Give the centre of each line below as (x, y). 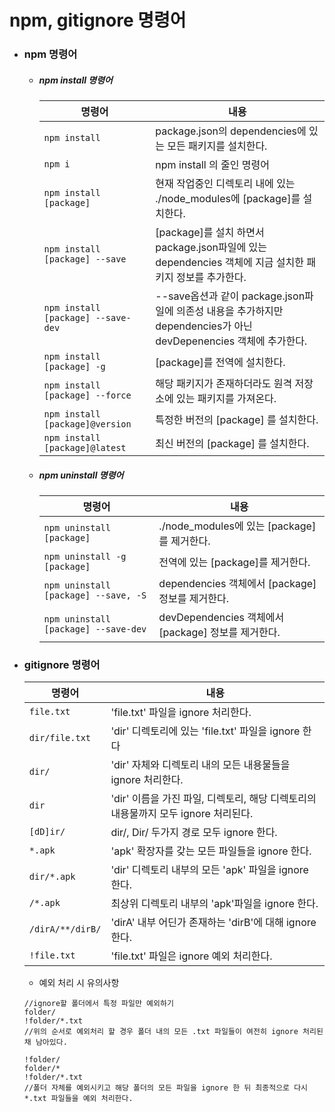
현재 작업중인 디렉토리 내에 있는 (225, 184)
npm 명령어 (50, 54)
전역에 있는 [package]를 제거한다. (234, 563)
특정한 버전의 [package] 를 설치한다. (237, 420)
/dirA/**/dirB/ (65, 929)
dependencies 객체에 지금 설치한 (230, 263)
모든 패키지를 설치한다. (217, 146)
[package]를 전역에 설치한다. (220, 363)
